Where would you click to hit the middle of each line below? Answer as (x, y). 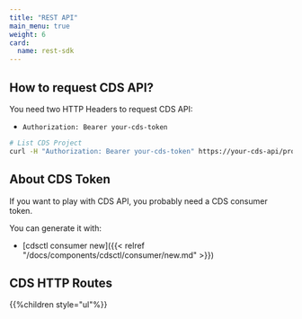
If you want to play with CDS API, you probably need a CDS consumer (138, 201)
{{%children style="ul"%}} (58, 305)
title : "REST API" (44, 18)
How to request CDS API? (82, 88)
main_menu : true (40, 26)
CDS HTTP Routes (61, 283)
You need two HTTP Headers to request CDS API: (101, 109)
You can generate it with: (55, 228)
